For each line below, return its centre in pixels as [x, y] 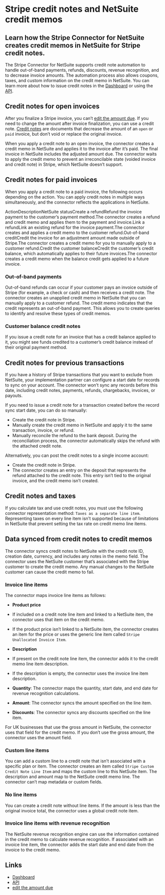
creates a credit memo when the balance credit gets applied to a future [77, 259]
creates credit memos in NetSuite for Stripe [73, 45]
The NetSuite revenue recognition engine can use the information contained [82, 834]
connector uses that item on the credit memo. [58, 619]
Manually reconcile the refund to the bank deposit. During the [74, 436]
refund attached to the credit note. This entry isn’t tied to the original [82, 476]
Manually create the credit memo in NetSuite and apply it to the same [82, 425]
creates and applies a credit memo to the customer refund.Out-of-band [77, 233]
